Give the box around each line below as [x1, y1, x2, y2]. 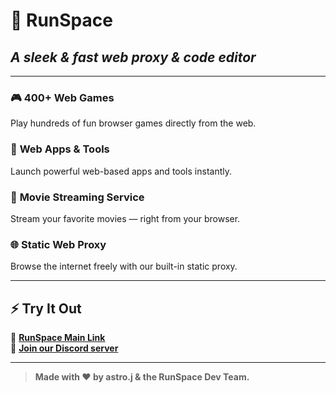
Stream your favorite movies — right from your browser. [10, 212, 241, 224]
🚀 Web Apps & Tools [10, 142, 110, 156]
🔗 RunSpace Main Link [10, 332, 106, 343]
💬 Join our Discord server [10, 342, 119, 354]
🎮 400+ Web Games [10, 90, 115, 104]
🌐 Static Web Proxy [10, 237, 107, 251]
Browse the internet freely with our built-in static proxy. [10, 260, 238, 273]
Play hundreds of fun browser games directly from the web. [10, 117, 257, 129]
